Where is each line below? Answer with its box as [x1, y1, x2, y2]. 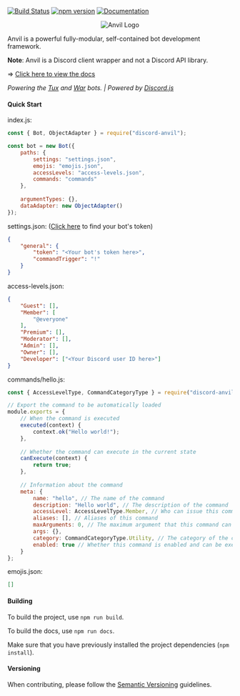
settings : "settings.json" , [33, 156, 116, 163]
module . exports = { [7, 408, 66, 416]
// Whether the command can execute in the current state [20, 448, 196, 455]
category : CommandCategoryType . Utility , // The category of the [33, 535, 229, 542]
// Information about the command [20, 481, 123, 489]
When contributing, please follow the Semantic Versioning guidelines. [7, 680, 212, 689]
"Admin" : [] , [20, 342, 59, 349]
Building [7, 597, 33, 605]
